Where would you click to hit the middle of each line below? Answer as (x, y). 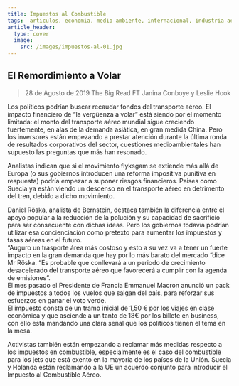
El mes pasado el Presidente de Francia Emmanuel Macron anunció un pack (118, 285)
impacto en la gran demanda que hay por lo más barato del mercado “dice (116, 255)
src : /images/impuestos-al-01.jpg (71, 47)
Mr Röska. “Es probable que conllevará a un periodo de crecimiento (106, 262)
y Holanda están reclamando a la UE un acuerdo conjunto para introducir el (117, 367)
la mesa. (20, 331)
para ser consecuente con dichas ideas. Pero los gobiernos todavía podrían (118, 225)
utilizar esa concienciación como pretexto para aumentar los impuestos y (115, 232)
